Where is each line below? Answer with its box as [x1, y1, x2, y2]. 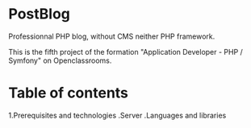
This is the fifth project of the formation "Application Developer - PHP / [8, 47, 244, 56]
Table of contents [8, 84, 129, 102]
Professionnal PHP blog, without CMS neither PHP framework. [8, 31, 215, 41]
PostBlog [8, 5, 71, 23]
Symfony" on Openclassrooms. [8, 56, 112, 65]
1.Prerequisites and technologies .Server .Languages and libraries [8, 110, 227, 120]
